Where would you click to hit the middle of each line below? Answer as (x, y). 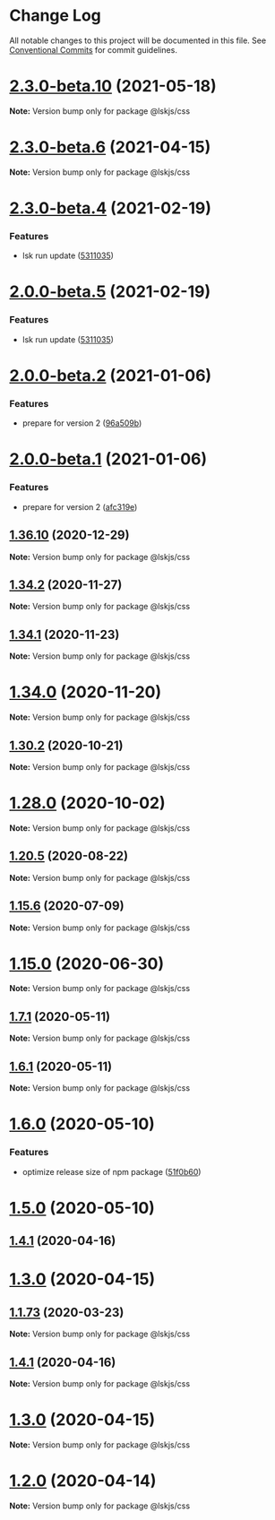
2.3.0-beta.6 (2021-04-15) (110, 147)
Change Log (55, 16)
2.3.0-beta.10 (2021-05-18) (113, 86)
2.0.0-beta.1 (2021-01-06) (108, 459)
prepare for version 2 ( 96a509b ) (82, 423)
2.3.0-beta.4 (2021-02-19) (111, 208)
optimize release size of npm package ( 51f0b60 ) (112, 1171)
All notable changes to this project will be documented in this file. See (138, 40)
